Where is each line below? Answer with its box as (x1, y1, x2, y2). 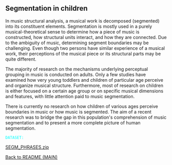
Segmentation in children (5, 4, 88, 13)
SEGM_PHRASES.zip (5, 144, 49, 150)
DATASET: (5, 135, 24, 140)
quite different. (5, 56, 37, 62)
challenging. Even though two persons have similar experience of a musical (5, 45, 165, 51)
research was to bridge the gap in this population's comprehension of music (5, 114, 167, 120)
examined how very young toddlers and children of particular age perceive (5, 77, 163, 83)
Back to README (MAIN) (5, 154, 58, 160)
